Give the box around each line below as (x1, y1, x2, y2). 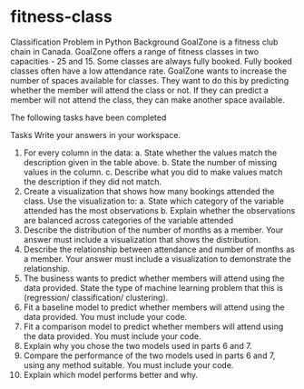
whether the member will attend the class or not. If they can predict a (10, 85, 269, 95)
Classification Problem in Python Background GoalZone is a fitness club (10, 36, 279, 47)
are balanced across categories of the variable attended (23, 214, 234, 225)
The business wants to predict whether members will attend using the (23, 273, 285, 284)
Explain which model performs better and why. (23, 369, 199, 380)
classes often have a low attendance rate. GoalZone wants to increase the (10, 65, 287, 76)
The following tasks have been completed (10, 112, 167, 123)
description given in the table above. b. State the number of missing (23, 156, 278, 167)
